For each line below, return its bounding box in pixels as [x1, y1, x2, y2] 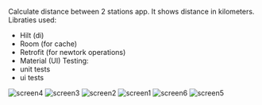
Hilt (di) [19, 31, 44, 40]
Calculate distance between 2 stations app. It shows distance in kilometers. [8, 7, 255, 16]
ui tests [19, 73, 44, 82]
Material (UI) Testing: [19, 56, 89, 65]
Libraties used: [8, 15, 57, 25]
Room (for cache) [19, 39, 78, 49]
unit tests [19, 64, 51, 74]
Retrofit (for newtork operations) [19, 48, 126, 56]
